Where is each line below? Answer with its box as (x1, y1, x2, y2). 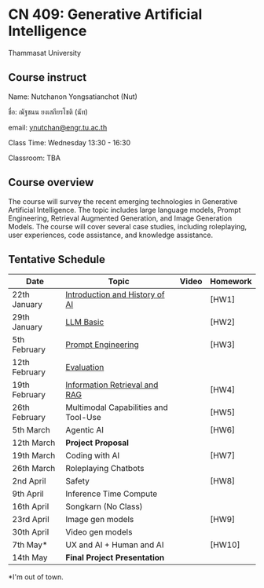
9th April (12, 488, 45, 499)
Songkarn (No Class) (65, 501, 143, 512)
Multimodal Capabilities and (65, 402, 168, 413)
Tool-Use (65, 412, 101, 423)
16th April (12, 501, 49, 512)
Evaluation (65, 362, 104, 373)
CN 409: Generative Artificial (8, 5, 203, 24)
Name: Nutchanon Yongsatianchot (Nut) (8, 92, 137, 101)
